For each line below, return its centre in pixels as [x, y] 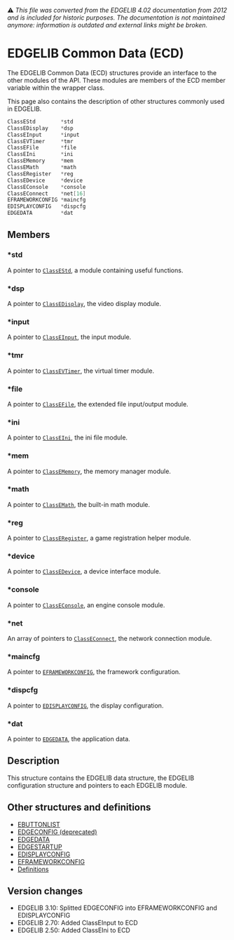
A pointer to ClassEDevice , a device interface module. [84, 571]
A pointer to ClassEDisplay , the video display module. [84, 304]
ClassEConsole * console [47, 187]
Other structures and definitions [79, 808]
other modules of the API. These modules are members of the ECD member [117, 80]
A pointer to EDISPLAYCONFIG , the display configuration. [85, 706]
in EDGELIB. [25, 109]
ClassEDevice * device [45, 180]
